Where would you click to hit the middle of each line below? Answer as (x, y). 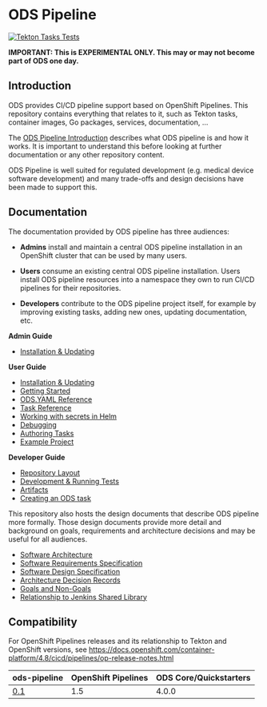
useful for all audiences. (48, 539)
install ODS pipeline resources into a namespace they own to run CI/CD (137, 279)
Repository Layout (50, 472)
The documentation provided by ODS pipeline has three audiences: (119, 231)
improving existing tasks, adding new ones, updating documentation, (133, 312)
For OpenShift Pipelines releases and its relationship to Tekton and (118, 641)
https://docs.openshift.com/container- (152, 649)
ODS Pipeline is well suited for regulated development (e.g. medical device (131, 170)
